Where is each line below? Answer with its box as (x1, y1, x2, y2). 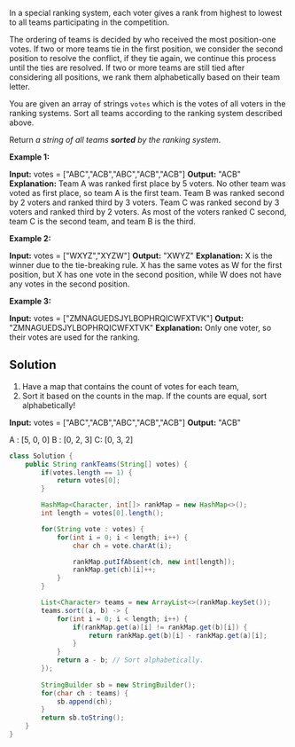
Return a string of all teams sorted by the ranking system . (9, 135, 221, 145)
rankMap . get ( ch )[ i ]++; (72, 565, 157, 575)
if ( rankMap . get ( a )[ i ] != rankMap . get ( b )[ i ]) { (72, 623, 248, 632)
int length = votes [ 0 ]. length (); (41, 509, 165, 518)
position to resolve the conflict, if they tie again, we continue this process (9, 53, 276, 63)
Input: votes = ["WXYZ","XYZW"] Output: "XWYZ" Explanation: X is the (9, 250, 273, 261)
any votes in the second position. (9, 279, 130, 289)
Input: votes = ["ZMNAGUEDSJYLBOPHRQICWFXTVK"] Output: (9, 313, 245, 323)
